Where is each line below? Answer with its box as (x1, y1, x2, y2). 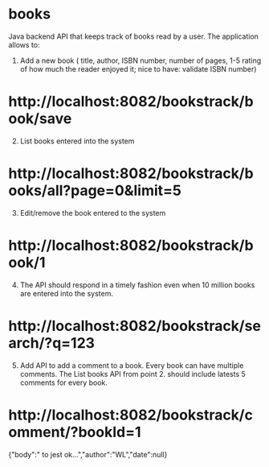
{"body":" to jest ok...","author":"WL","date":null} (8, 449, 168, 459)
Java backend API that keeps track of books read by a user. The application (8, 31, 259, 41)
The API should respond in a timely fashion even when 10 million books (19, 279, 255, 290)
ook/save (8, 110, 72, 128)
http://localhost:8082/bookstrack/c (8, 406, 253, 424)
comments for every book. (19, 378, 108, 387)
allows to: (8, 39, 40, 49)
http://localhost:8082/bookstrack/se (8, 316, 261, 335)
